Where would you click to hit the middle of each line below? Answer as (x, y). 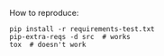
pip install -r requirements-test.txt (82, 29)
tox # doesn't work (48, 44)
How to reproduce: (44, 13)
